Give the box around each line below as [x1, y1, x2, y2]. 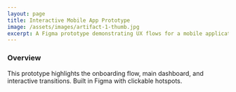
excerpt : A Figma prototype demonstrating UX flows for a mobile [7, 29, 202, 37]
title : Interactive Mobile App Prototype [7, 17, 131, 24]
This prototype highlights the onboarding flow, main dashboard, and [7, 69, 204, 77]
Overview [7, 53, 41, 63]
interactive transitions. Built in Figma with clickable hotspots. [7, 77, 183, 85]
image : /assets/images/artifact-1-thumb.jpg [7, 23, 140, 30]
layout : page [7, 10, 46, 18]
